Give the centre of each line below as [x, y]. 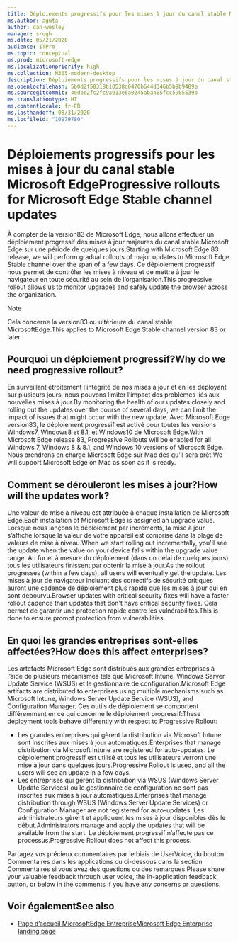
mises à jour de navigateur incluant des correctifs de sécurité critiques [110, 581]
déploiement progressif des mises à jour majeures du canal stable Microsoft [118, 242]
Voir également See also [61, 906]
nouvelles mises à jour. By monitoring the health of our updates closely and [116, 402]
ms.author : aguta [33, 21]
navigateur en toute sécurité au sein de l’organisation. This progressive [110, 279]
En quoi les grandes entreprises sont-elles [103, 641]
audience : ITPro [31, 47]
